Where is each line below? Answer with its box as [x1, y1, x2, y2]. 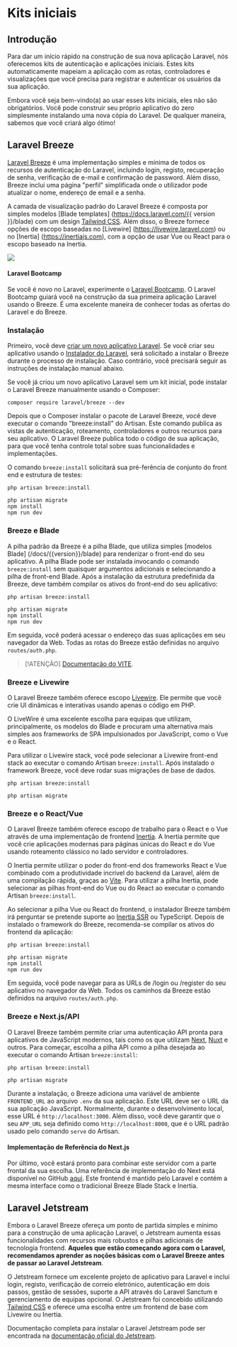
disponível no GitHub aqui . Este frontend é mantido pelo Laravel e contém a [7, 1174, 228, 1182]
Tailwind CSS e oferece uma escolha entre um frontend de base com [7, 1302, 209, 1311]
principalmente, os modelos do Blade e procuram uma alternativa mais [7, 722, 214, 731]
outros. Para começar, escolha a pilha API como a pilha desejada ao [7, 1042, 205, 1052]
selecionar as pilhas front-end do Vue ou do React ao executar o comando [7, 884, 225, 893]
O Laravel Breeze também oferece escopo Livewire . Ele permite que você [7, 693, 221, 702]
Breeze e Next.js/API [7, 1012, 80, 1022]
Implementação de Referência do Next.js [7, 1143, 129, 1152]
